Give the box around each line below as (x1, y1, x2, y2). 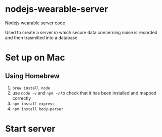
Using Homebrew (5, 72, 60, 80)
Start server (5, 123, 56, 135)
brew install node (12, 86, 50, 91)
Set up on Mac (5, 52, 65, 63)
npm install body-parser (12, 106, 64, 112)
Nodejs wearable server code (5, 20, 66, 26)
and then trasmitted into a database (5, 35, 78, 41)
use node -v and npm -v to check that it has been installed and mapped (12, 90, 157, 96)
